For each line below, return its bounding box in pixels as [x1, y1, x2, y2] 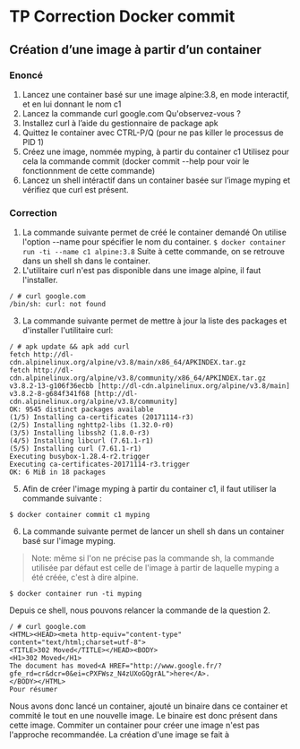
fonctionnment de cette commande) [21, 165, 156, 176]
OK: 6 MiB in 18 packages [9, 468, 106, 477]
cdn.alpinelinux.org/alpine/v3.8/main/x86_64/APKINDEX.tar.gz [9, 358, 246, 367]
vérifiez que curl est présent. [21, 184, 129, 194]
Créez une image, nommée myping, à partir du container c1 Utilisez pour [21, 146, 289, 157]
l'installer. [21, 275, 58, 286]
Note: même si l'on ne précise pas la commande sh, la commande [30, 553, 275, 564]
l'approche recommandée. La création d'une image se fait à [9, 729, 230, 740]
